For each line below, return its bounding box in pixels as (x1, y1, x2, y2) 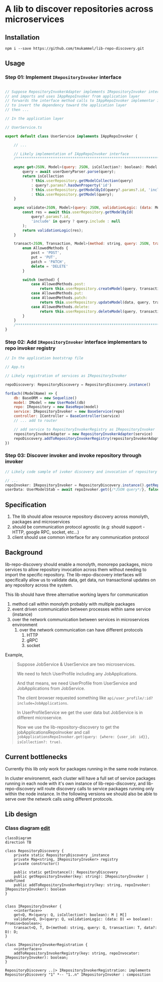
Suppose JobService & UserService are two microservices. (16, 661, 136, 667)
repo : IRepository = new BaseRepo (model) (14, 405, 98, 410)
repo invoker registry (5, 345, 56, 352)
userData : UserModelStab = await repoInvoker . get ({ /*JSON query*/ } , (5, 487, 147, 492)
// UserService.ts (5, 125, 42, 130)
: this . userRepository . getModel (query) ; (31, 192, 114, 197)
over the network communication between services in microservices (12, 616, 149, 622)
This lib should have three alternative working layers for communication (5, 591, 148, 597)
